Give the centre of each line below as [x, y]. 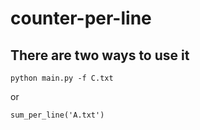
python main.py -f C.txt [62, 78]
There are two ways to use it [100, 55]
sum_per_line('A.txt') [57, 115]
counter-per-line [81, 18]
